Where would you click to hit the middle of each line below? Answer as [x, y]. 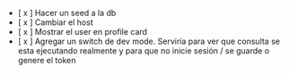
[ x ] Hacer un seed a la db [67, 13]
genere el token [47, 60]
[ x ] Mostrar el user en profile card [83, 32]
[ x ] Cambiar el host [55, 22]
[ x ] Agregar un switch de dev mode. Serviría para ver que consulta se [149, 41]
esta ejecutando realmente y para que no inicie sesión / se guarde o [144, 51]
